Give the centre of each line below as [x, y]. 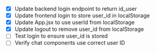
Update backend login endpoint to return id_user [76, 9]
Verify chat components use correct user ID [70, 43]
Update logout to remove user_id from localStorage [79, 29]
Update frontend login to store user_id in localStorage [82, 16]
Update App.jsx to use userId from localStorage [75, 22]
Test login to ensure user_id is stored [61, 36]
